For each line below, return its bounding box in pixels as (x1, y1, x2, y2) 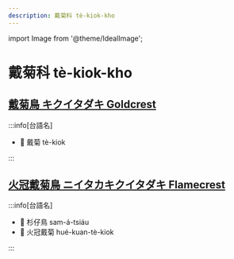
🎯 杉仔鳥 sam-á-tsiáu (19, 218, 90, 227)
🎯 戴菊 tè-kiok (19, 137, 66, 147)
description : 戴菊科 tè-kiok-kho (8, 11, 115, 20)
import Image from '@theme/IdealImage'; (8, 33, 143, 43)
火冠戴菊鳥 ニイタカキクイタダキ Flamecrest (8, 178, 226, 191)
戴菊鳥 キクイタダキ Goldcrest (8, 98, 157, 111)
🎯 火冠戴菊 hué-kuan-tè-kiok (19, 227, 114, 237)
